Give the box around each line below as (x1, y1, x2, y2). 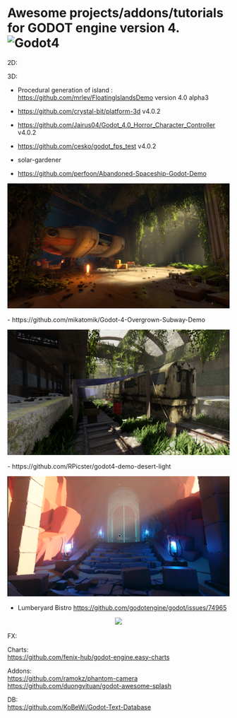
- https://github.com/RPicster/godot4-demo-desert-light (7, 461, 171, 471)
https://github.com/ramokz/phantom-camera (7, 673, 138, 683)
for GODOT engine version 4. (7, 20, 180, 36)
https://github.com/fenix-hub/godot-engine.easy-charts (7, 652, 170, 661)
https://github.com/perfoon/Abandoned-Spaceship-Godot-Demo (17, 169, 207, 177)
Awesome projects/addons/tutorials (7, 5, 224, 21)
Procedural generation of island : (17, 86, 113, 94)
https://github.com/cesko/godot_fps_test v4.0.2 (17, 141, 157, 150)
